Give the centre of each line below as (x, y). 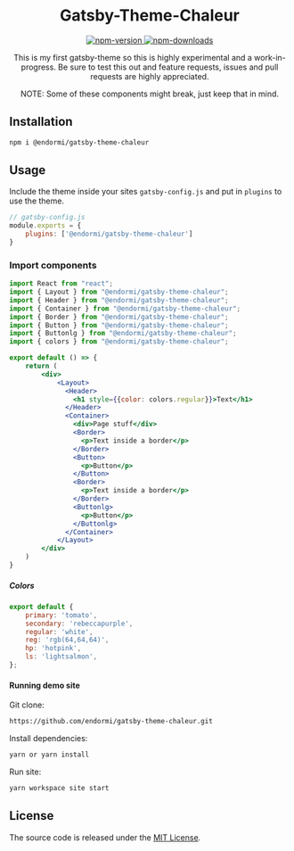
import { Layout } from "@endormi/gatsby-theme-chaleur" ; (119, 292)
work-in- (270, 57)
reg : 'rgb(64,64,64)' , (67, 640)
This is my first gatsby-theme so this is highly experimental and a (132, 57)
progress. (38, 67)
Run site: (25, 772)
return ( (41, 367)
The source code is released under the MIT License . (105, 837)
